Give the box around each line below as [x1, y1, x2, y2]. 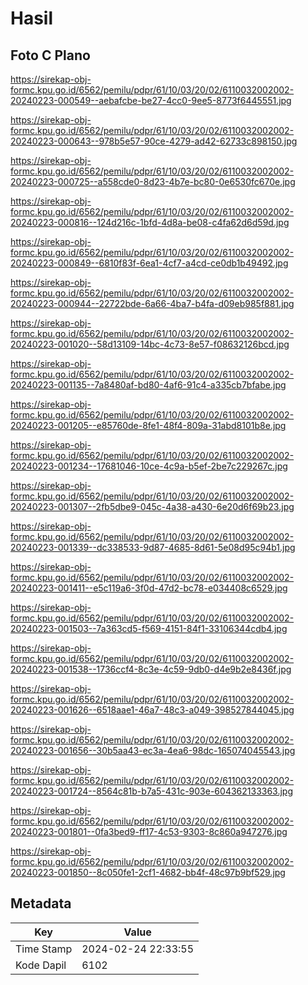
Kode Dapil [15, 958, 67, 972]
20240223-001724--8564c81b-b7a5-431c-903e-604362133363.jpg [10, 785, 294, 797]
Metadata [10, 895, 72, 912]
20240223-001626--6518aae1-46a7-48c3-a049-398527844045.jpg [10, 704, 295, 716]
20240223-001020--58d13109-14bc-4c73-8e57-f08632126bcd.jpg [10, 338, 290, 350]
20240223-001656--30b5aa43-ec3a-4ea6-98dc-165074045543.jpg [10, 745, 296, 756]
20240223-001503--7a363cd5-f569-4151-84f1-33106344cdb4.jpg [10, 623, 288, 634]
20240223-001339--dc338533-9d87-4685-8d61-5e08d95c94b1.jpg [10, 542, 296, 553]
